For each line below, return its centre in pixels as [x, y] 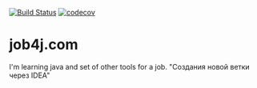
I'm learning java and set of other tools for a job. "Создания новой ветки [130, 66]
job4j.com [44, 45]
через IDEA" [30, 75]
